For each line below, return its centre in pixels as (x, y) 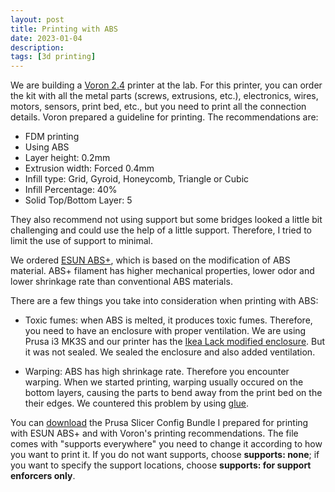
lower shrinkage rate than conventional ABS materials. (121, 282)
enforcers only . (43, 476)
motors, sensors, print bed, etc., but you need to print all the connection (158, 107)
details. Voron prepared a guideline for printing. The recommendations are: (164, 117)
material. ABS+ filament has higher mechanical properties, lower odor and (162, 271)
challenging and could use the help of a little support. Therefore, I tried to (161, 230)
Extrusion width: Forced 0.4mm (89, 168)
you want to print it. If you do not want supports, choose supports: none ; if (165, 455)
